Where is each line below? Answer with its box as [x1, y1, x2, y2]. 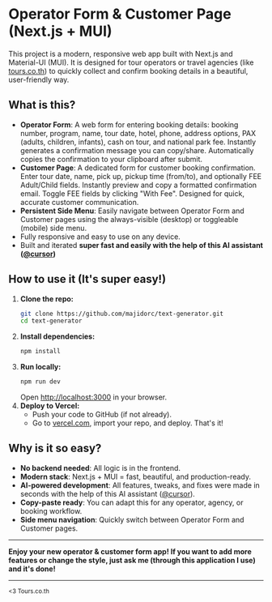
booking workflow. [19, 506, 83, 515]
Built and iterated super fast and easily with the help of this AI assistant [19, 240, 263, 250]
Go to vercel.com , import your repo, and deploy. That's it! [32, 418, 224, 428]
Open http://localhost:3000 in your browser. [19, 392, 168, 402]
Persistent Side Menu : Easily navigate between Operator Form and [19, 206, 244, 216]
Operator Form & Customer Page [8, 5, 232, 23]
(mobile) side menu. [19, 223, 87, 233]
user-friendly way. [8, 75, 70, 84]
